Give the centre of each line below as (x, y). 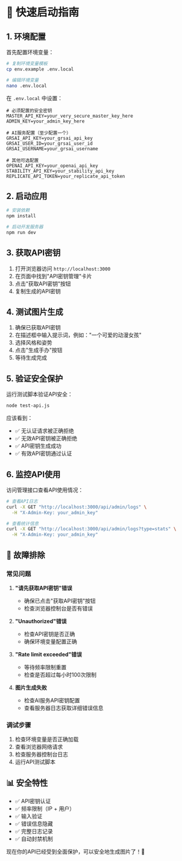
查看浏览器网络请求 (39, 747)
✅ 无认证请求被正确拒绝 (44, 431)
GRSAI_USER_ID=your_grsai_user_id (50, 143)
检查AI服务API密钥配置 (52, 700)
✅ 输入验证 (29, 816)
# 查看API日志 (22, 501)
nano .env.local (27, 86)
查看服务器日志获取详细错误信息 (64, 708)
